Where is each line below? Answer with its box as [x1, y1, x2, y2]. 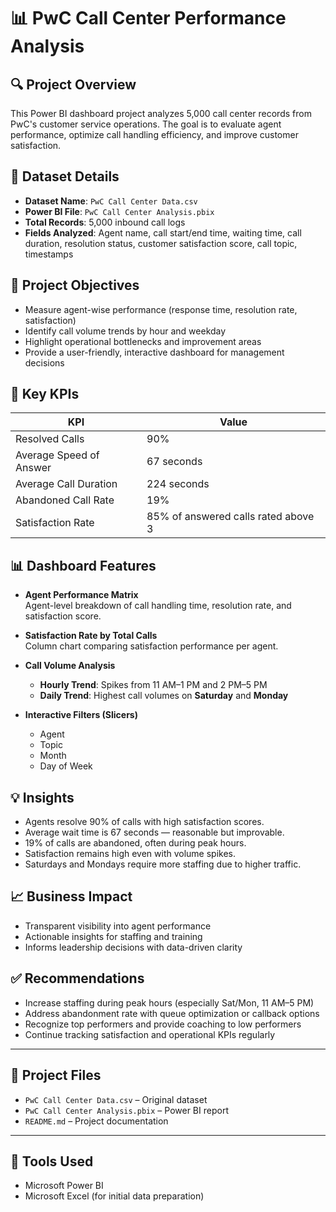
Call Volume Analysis [24, 660, 116, 672]
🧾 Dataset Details [10, 168, 120, 185]
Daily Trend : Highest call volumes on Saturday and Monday [39, 690, 289, 702]
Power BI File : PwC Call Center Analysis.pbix [24, 205, 215, 217]
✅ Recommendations [10, 970, 145, 987]
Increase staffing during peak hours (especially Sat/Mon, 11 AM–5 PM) [24, 996, 315, 1009]
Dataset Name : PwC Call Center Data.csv [24, 195, 198, 207]
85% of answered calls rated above [146, 510, 315, 524]
